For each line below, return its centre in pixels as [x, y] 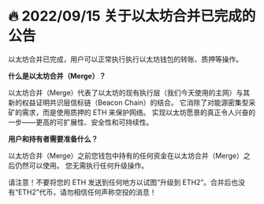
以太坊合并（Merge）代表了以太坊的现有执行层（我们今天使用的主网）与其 [129, 92]
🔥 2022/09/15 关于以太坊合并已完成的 [132, 16]
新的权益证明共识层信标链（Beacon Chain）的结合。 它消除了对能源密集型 [128, 102]
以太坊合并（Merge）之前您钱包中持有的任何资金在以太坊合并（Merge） [126, 155]
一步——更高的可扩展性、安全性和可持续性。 [81, 122]
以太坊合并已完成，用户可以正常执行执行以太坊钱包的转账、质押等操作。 [125, 59]
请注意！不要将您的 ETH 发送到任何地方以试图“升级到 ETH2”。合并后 [120, 182]
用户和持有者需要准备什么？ [53, 139]
